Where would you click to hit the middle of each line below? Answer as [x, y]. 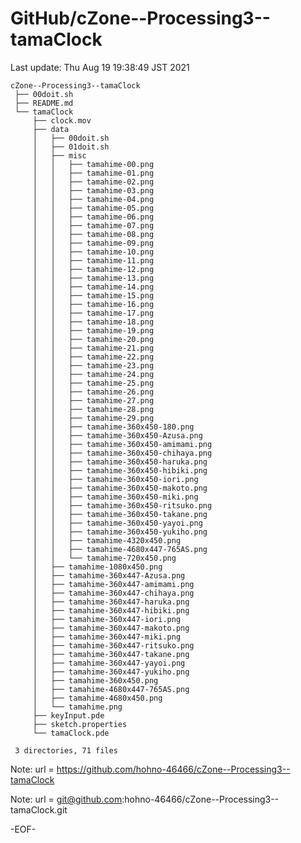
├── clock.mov [62, 120]
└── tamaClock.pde [71, 733]
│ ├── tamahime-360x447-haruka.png [111, 602]
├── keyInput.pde [68, 715]
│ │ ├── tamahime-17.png [93, 313]
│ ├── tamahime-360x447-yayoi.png [109, 663]
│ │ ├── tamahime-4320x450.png [107, 540]
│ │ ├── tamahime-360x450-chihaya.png [122, 453]
